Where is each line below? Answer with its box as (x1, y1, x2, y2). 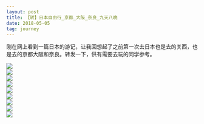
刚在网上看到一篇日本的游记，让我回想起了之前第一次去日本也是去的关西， (6, 43, 192, 50)
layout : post (6, 8, 39, 15)
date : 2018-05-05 (6, 20, 50, 26)
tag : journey (6, 25, 39, 32)
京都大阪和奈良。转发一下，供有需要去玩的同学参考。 (22, 51, 155, 58)
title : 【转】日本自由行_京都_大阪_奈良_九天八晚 (6, 15, 118, 21)
